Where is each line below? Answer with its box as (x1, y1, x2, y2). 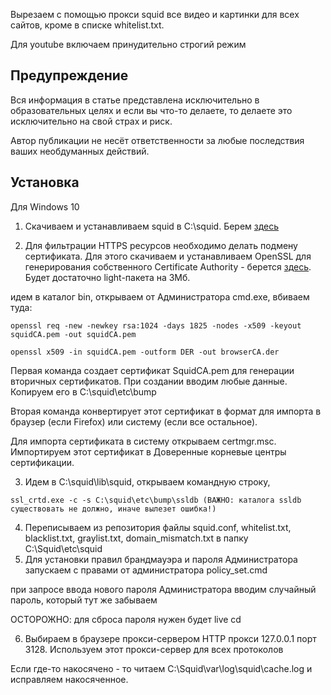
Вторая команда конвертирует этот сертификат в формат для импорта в (10, 405, 322, 417)
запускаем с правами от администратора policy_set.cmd (24, 564, 268, 576)
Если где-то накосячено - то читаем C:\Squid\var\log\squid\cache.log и (10, 662, 313, 674)
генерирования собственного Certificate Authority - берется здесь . (24, 260, 312, 273)
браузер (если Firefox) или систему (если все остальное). (10, 415, 258, 428)
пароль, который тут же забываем (10, 594, 158, 606)
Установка (10, 174, 80, 191)
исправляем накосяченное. (10, 673, 129, 685)
